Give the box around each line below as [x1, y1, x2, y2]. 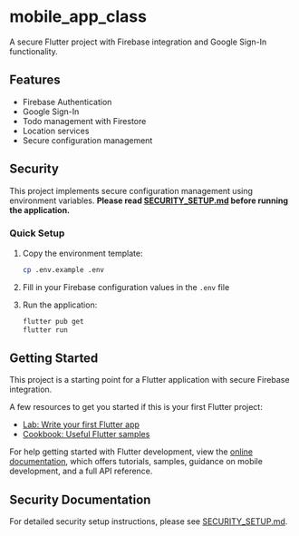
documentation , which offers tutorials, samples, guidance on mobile [9, 456, 263, 467]
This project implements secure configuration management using [9, 185, 254, 196]
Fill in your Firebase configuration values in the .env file [22, 281, 230, 292]
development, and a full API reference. [9, 465, 153, 477]
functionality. [9, 45, 59, 56]
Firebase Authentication [22, 96, 112, 107]
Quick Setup [9, 227, 65, 239]
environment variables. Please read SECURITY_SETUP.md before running [9, 195, 288, 206]
